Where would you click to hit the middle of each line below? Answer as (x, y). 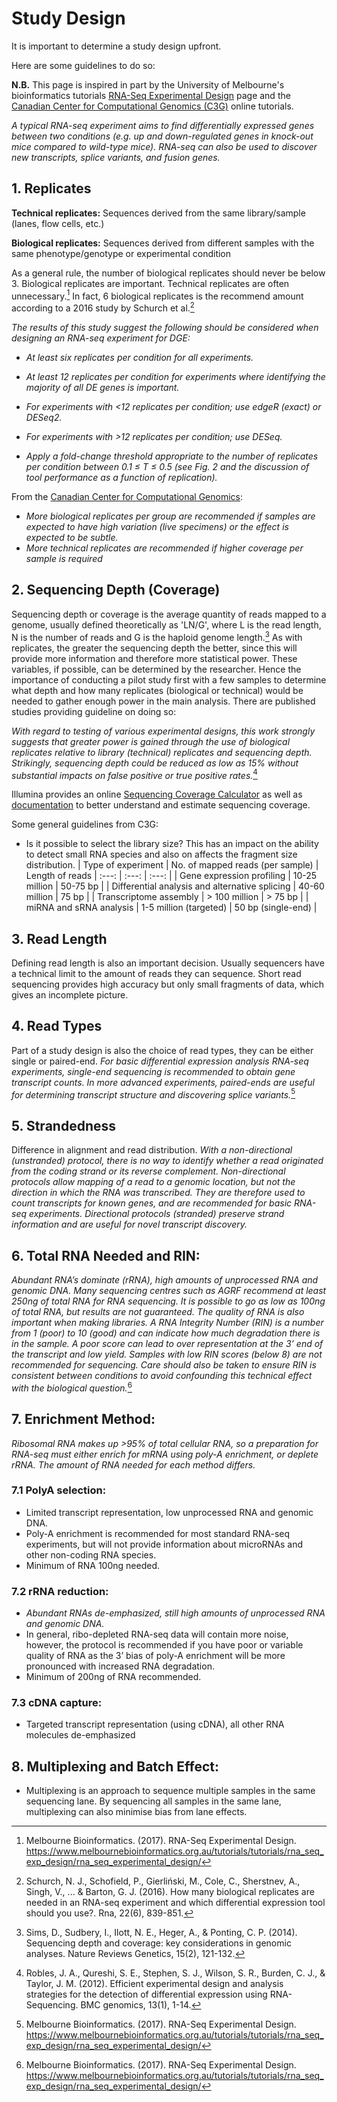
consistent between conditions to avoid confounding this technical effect (162, 1376)
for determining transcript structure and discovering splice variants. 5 (153, 1094)
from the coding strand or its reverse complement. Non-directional (148, 1171)
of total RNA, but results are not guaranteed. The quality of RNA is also (158, 1312)
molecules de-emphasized (80, 1735)
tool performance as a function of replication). (121, 478)
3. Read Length (59, 938)
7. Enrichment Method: (83, 1419)
